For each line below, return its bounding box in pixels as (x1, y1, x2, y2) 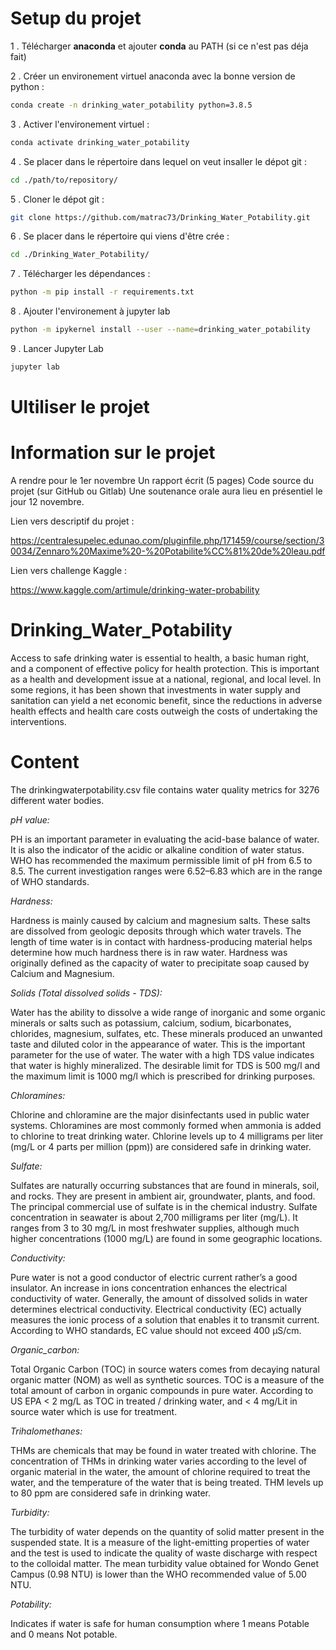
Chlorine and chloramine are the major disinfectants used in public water (10, 1108, 310, 1121)
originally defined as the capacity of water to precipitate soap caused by (10, 957, 310, 969)
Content (10, 751, 80, 774)
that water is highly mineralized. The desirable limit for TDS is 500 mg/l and (10, 1059, 321, 1071)
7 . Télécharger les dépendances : (10, 268, 151, 280)
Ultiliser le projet (10, 396, 150, 419)
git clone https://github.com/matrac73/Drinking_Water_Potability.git (10, 212, 311, 222)
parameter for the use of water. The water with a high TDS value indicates (10, 1048, 315, 1061)
